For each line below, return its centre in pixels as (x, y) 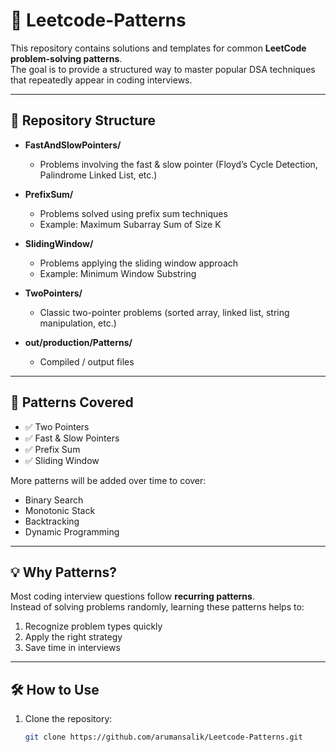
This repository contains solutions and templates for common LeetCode (158, 48)
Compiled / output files (87, 361)
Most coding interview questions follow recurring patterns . (132, 596)
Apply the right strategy (73, 637)
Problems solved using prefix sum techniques (133, 213)
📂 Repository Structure (83, 120)
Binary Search (54, 500)
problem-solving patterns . (66, 58)
